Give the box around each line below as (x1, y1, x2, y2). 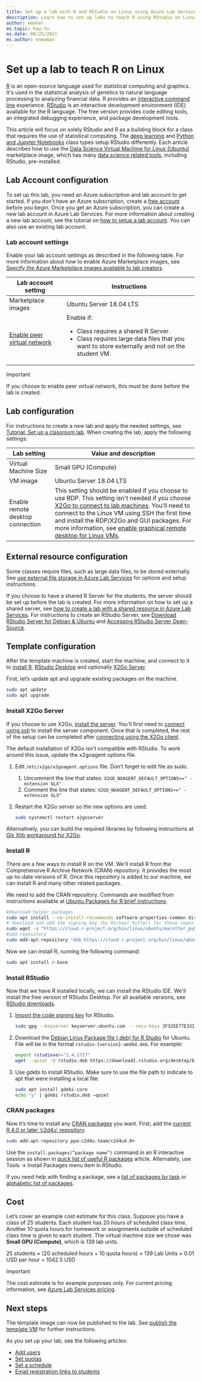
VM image (9, 477, 38, 485)
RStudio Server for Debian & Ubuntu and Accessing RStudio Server (6, 618, 172, 625)
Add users (14, 1349, 41, 1356)
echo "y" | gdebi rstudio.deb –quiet (14, 1092, 109, 1098)
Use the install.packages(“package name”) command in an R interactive (6, 1149, 184, 1156)
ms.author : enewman (6, 37, 55, 43)
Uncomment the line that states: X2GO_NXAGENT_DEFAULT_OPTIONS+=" (23, 774, 187, 781)
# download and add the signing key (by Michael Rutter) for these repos (6, 920, 194, 926)
